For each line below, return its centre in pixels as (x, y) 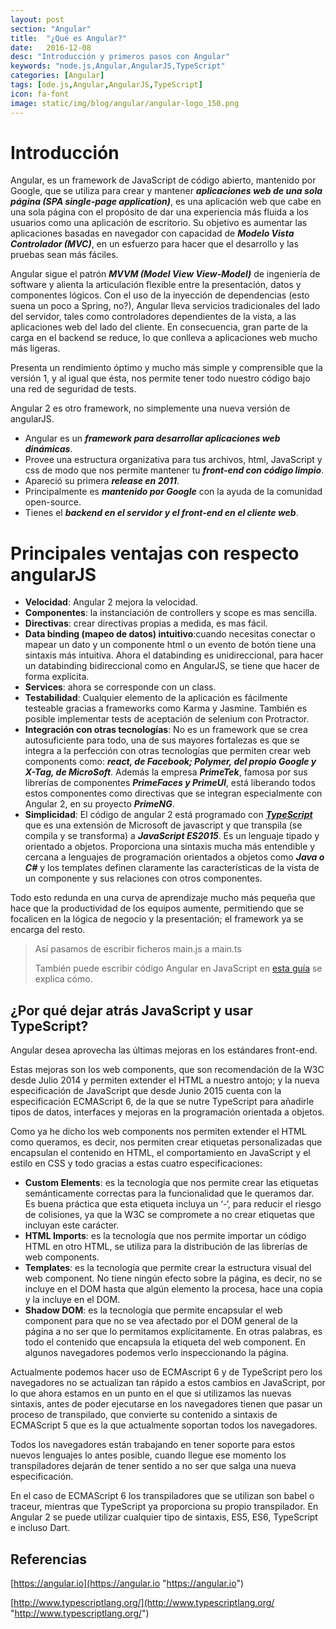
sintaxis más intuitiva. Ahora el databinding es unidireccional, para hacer (174, 655)
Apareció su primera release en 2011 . (102, 481)
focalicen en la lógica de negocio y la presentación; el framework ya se (157, 919)
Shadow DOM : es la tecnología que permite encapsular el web (153, 1310)
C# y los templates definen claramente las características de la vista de (172, 868)
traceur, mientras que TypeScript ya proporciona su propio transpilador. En (164, 1507)
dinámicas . (48, 449)
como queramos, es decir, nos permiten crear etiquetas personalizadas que (166, 1142)
